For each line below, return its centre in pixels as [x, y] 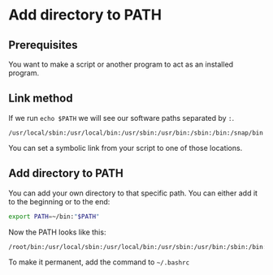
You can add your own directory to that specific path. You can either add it [133, 193]
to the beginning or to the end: [59, 201]
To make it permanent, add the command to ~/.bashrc [99, 262]
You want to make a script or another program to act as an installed [121, 64]
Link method [41, 99]
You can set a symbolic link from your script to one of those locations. [126, 148]
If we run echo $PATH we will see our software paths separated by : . [121, 118]
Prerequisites [43, 45]
